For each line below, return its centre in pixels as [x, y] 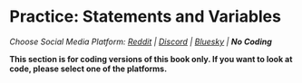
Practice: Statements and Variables [145, 17]
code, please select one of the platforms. [88, 69]
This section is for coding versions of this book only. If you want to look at [151, 59]
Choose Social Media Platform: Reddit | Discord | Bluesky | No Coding [141, 41]
